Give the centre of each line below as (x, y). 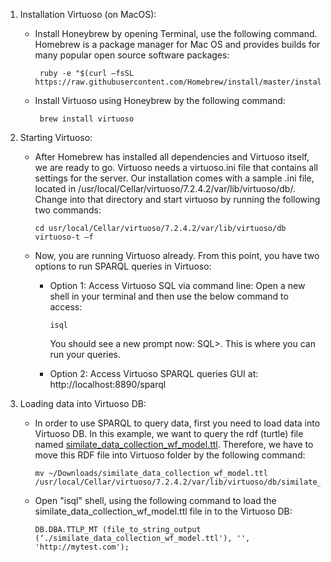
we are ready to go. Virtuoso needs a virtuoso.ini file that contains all (176, 167)
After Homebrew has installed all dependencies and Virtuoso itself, (172, 157)
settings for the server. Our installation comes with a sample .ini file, (174, 178)
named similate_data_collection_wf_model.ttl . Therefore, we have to (174, 444)
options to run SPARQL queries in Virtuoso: (123, 266)
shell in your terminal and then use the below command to (169, 296)
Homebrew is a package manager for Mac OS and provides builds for (177, 44)
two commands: (68, 210)
